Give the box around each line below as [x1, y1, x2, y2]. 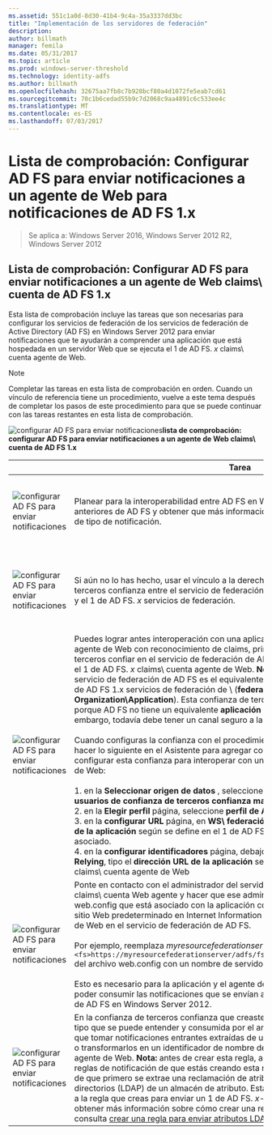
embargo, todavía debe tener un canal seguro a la [74, 714, 263, 725]
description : [8, 27, 53, 35]
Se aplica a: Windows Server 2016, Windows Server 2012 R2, [28, 230, 232, 240]
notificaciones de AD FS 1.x [8, 204, 196, 223]
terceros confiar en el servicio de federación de [74, 653, 255, 665]
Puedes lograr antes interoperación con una [74, 633, 241, 644]
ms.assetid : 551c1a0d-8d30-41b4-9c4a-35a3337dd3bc [8, 11, 183, 20]
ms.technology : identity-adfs [8, 72, 111, 80]
